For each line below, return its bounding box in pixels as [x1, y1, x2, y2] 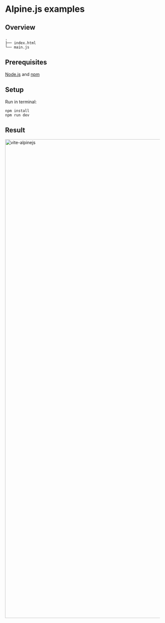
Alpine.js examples [5, 3, 85, 15]
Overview [5, 23, 36, 32]
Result [5, 126, 26, 134]
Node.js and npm [5, 71, 40, 77]
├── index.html [5, 40, 36, 45]
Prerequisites [5, 58, 47, 67]
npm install [5, 108, 29, 113]
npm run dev [5, 113, 29, 117]
